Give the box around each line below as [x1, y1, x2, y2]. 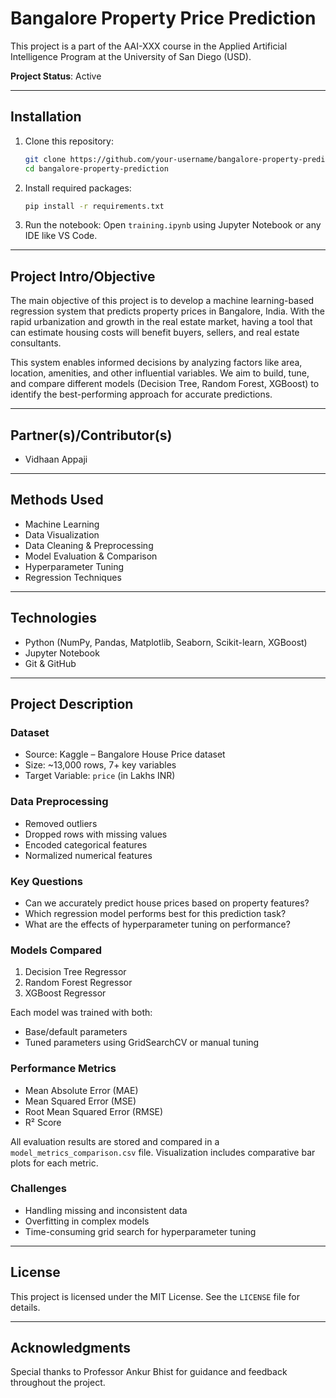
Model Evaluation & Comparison [24, 550, 158, 562]
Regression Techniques [24, 571, 122, 583]
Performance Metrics [10, 1062, 117, 1076]
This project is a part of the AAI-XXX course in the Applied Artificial [10, 40, 288, 52]
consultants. [10, 337, 62, 349]
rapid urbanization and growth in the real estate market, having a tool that [10, 316, 313, 328]
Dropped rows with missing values [24, 828, 168, 840]
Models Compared [10, 943, 103, 957]
